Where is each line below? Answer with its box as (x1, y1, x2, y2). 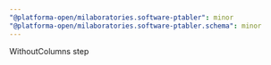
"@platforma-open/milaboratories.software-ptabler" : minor (9, 12, 234, 22)
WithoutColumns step (9, 45, 89, 56)
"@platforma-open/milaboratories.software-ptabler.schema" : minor (9, 21, 262, 30)
